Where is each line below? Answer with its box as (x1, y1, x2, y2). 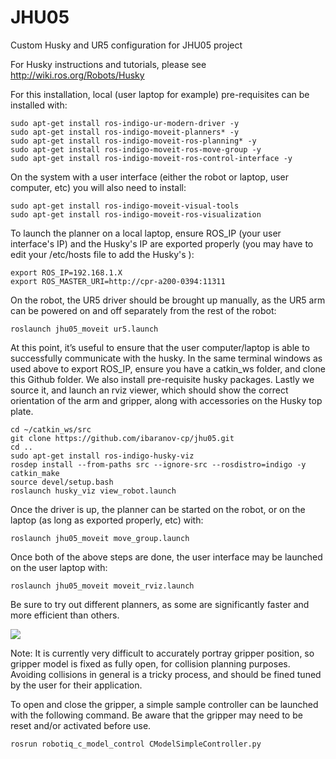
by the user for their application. (10, 679, 143, 691)
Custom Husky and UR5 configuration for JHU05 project (10, 39, 243, 51)
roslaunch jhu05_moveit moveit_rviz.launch (10, 581, 195, 591)
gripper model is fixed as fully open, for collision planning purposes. (10, 657, 291, 670)
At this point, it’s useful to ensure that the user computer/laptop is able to (10, 341, 311, 353)
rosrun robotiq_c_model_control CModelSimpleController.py (10, 739, 262, 749)
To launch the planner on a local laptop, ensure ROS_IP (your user (10, 227, 282, 239)
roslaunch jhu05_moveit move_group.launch (10, 533, 190, 543)
